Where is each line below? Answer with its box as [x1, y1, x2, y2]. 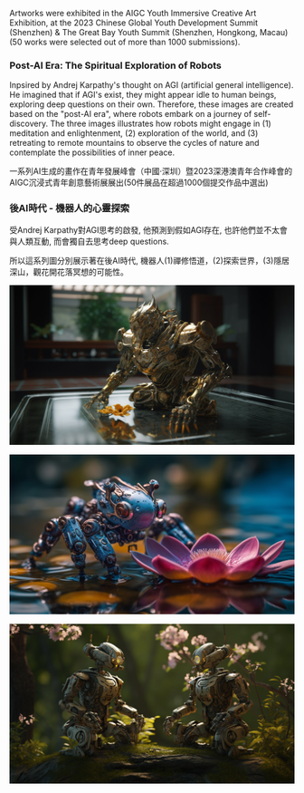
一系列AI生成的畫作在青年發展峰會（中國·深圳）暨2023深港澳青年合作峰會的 [9, 166, 293, 177]
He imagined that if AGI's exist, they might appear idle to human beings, [9, 90, 277, 101]
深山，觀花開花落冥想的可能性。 [9, 266, 128, 277]
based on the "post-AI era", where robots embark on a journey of [9, 109, 252, 120]
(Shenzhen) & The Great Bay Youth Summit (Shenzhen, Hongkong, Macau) [9, 27, 289, 37]
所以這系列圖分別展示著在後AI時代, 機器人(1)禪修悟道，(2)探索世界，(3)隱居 [9, 255, 290, 266]
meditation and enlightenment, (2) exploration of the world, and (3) [9, 128, 259, 139]
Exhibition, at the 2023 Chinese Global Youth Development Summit [9, 17, 259, 28]
